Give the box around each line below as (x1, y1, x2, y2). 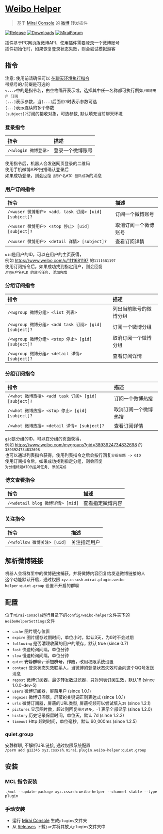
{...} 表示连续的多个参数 (5, 104, 54, 110)
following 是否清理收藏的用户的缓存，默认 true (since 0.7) (12, 640, 129, 646)
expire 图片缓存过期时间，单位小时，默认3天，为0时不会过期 (12, 635, 134, 640)
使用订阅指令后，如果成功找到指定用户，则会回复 (5, 263, 103, 270)
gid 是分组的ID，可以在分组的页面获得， (5, 436, 84, 442)
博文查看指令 (5, 476, 35, 483)
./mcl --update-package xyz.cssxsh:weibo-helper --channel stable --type (5, 789, 158, 794)
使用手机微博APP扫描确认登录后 (5, 166, 69, 173)
